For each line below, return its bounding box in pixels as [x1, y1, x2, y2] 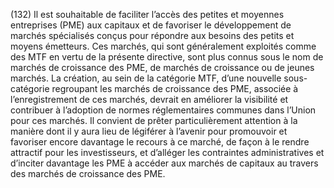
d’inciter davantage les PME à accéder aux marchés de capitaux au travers [10, 157, 319, 169]
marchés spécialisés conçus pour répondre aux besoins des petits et [10, 30, 295, 41]
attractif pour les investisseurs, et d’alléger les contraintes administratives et [10, 147, 325, 158]
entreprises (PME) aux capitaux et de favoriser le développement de [10, 19, 292, 31]
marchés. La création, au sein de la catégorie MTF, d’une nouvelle [10, 72, 282, 84]
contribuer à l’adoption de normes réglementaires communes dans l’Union [10, 104, 317, 116]
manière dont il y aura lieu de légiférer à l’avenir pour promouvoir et [10, 125, 288, 137]
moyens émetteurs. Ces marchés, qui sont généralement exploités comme [10, 40, 317, 52]
